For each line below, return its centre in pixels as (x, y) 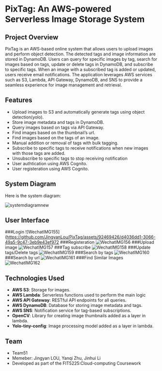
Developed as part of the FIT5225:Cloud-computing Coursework (76, 363)
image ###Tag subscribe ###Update (78, 247)
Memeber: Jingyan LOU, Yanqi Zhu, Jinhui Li (56, 358)
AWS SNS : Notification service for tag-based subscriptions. (72, 311)
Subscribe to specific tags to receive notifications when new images (80, 148)
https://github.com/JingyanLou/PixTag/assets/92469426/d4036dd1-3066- (81, 237)
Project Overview (32, 37)
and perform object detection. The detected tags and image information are (80, 54)
